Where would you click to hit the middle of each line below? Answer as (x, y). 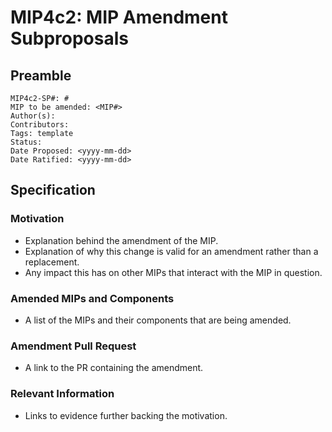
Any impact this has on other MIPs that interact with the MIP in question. (173, 272)
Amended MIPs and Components (92, 298)
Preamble (41, 75)
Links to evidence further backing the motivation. (126, 415)
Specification (53, 190)
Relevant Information (62, 394)
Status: (26, 142)
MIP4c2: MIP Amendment (119, 17)
